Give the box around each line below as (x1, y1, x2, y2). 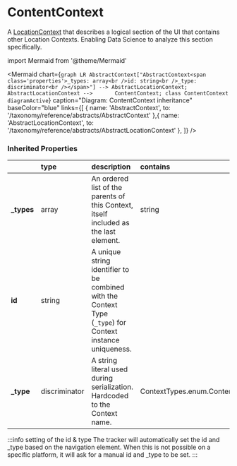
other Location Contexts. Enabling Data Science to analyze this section (7, 35, 213, 43)
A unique (91, 247, 121, 257)
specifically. (7, 42, 42, 51)
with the (91, 291, 119, 301)
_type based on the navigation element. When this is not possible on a (7, 443, 211, 452)
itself (91, 209, 108, 219)
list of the (91, 183, 122, 193)
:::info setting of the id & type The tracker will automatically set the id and (7, 436, 220, 444)
